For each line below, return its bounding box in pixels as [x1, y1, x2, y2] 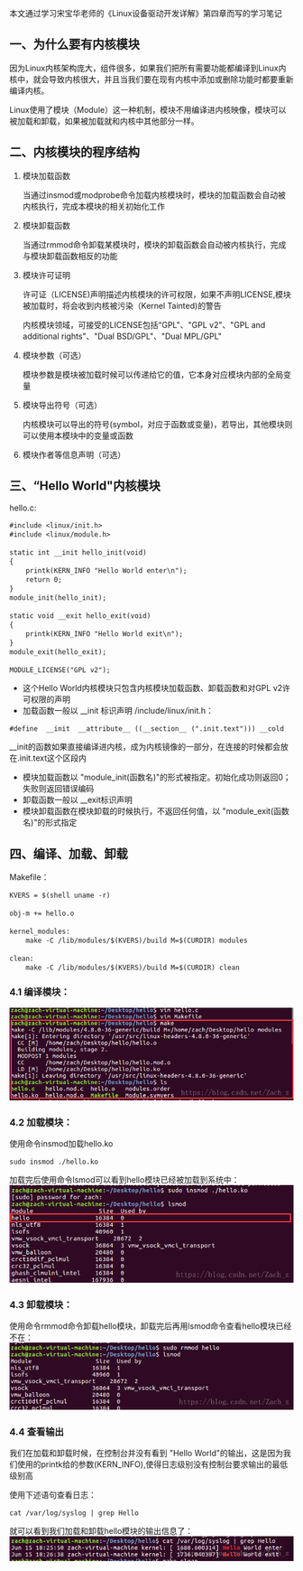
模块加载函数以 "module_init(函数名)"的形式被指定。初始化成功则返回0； [22, 771, 291, 783]
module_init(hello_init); [9, 594, 106, 603]
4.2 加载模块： [9, 1117, 73, 1129]
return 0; [25, 575, 63, 584]
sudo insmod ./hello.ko [9, 1157, 99, 1167]
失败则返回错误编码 [22, 783, 95, 794]
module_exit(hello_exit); [9, 648, 106, 657]
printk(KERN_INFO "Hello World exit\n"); [25, 630, 183, 639]
